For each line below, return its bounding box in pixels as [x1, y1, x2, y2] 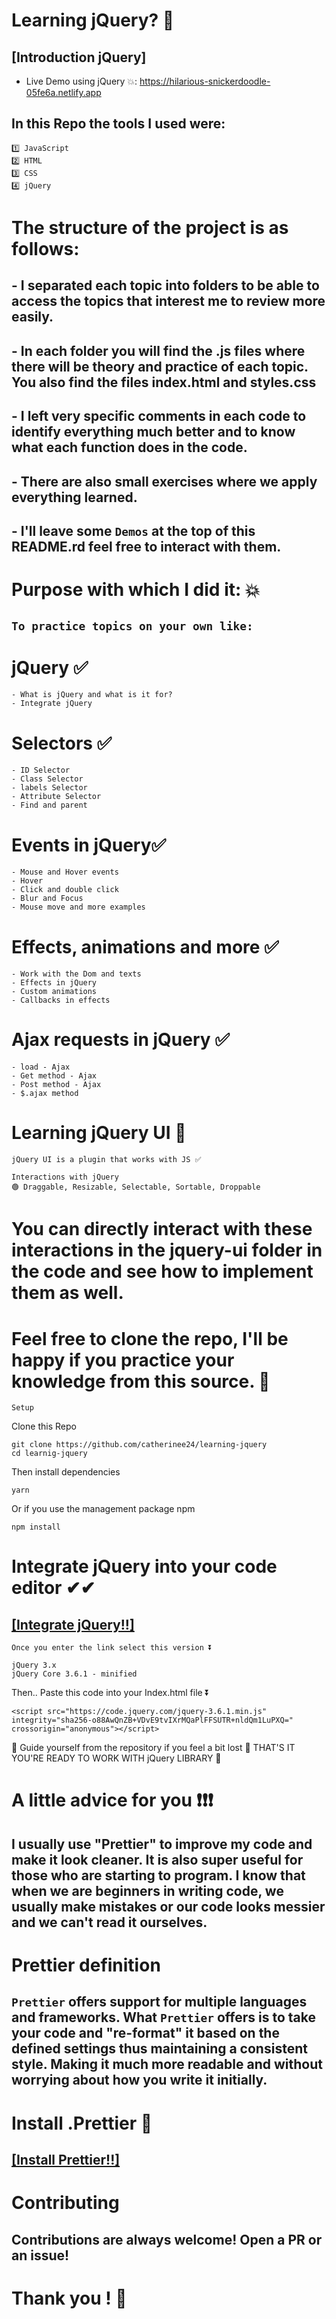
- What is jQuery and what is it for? [11, 690, 173, 700]
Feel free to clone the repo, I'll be [11, 1327, 289, 1350]
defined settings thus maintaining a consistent [11, 2040, 308, 2058]
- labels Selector [11, 783, 88, 793]
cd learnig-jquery [11, 1449, 88, 1459]
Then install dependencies [11, 1466, 121, 1478]
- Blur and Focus [11, 894, 84, 904]
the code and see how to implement [11, 1260, 314, 1283]
